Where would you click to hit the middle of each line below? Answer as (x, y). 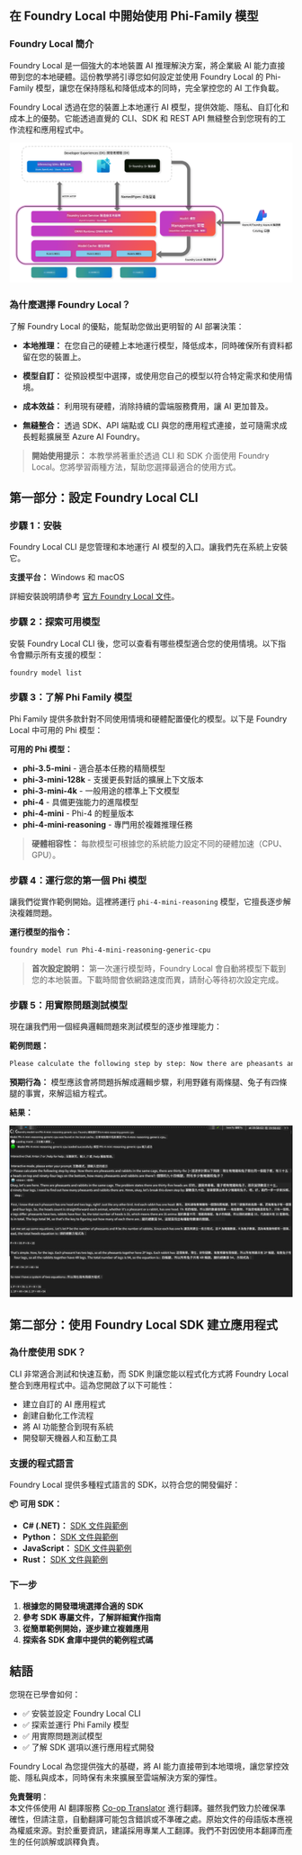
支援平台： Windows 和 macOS (67, 578)
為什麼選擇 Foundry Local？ (70, 305)
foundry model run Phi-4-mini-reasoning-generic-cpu (110, 950)
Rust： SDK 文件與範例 (65, 1560)
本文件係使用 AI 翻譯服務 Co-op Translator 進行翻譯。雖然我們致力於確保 (144, 1808)
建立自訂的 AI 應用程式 (64, 1404)
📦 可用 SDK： (36, 1504)
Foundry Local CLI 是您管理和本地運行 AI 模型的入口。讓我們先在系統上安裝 (149, 547)
